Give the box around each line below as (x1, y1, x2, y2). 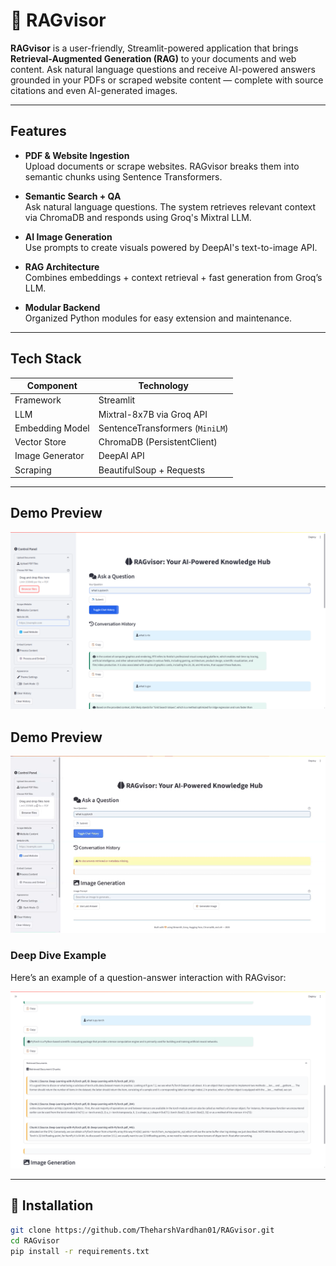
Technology (138, 380, 189, 392)
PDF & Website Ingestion (24, 149, 130, 161)
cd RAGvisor (10, 1235, 60, 1246)
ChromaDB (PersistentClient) (98, 436, 218, 448)
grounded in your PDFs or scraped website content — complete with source (10, 74, 324, 86)
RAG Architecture (24, 260, 100, 273)
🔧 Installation (10, 1197, 94, 1214)
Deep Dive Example (10, 949, 107, 963)
